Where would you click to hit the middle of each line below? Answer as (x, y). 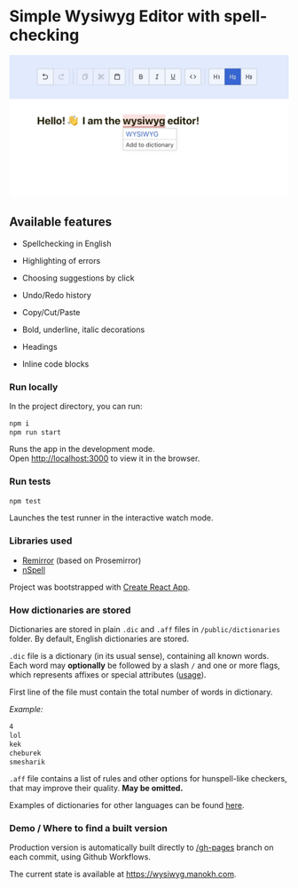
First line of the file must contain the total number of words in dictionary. (141, 692)
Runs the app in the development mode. (82, 448)
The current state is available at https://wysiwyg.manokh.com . (123, 874)
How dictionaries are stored (70, 610)
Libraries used (41, 541)
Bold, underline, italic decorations (83, 329)
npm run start (35, 432)
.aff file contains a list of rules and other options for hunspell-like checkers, (148, 778)
